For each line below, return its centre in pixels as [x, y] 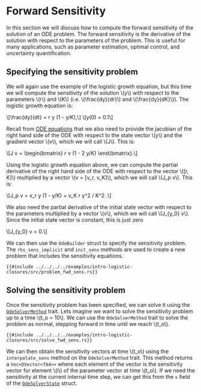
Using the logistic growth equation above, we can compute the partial [92, 165]
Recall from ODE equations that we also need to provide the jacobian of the [99, 129]
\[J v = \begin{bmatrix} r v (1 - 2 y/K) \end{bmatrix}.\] [72, 153]
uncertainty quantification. [39, 53]
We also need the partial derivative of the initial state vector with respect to [99, 207]
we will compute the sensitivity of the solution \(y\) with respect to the [93, 93]
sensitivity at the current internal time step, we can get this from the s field [98, 376]
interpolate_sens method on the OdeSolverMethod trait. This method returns [100, 357]
